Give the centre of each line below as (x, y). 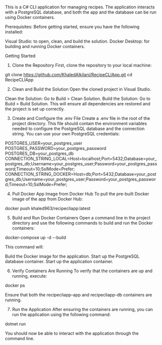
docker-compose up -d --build (36, 238)
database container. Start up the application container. (59, 261)
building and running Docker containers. (45, 46)
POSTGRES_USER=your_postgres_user (44, 143)
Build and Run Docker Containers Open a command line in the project (81, 218)
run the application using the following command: (61, 314)
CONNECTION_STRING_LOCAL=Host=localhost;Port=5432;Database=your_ (81, 159)
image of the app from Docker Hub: (47, 199)
